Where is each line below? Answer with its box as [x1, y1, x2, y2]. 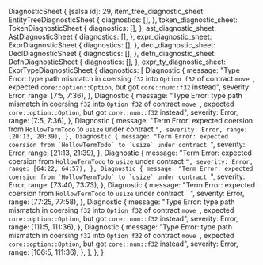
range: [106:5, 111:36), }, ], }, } [8, 248, 105, 256]
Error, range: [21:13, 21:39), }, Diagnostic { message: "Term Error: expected [8, 148, 252, 157]
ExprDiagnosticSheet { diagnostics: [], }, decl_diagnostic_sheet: [8, 40, 215, 50]
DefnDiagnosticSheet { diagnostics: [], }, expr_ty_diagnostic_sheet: [8, 57, 226, 66]
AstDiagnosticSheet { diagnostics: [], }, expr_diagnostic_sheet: [8, 32, 212, 41]
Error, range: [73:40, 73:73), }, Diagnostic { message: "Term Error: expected [8, 180, 256, 189]
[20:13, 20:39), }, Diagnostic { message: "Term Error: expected [8, 133, 228, 141]
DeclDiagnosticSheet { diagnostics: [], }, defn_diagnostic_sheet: [8, 49, 216, 58]
